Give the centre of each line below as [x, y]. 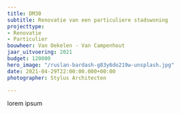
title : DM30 [24, 13]
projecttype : [26, 26]
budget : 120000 [29, 59]
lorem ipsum [25, 104]
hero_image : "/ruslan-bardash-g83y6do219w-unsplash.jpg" [91, 65]
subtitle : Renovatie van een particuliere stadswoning [88, 20]
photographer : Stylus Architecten [57, 78]
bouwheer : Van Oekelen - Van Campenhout [66, 46]
